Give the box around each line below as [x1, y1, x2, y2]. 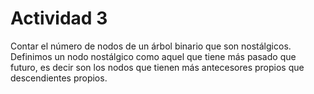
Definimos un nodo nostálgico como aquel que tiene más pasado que [10, 50, 297, 62]
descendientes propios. [10, 72, 108, 84]
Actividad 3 [10, 7, 108, 30]
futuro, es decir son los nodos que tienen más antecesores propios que [10, 61, 305, 73]
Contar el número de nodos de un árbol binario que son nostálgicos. [10, 40, 292, 52]
